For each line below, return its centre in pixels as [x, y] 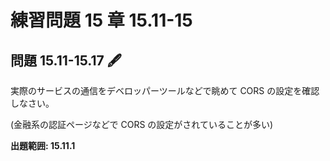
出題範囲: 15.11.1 [43, 145]
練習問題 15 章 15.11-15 [101, 20]
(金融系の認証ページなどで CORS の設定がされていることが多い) [142, 124]
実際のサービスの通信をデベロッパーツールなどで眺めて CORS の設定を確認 [165, 90]
